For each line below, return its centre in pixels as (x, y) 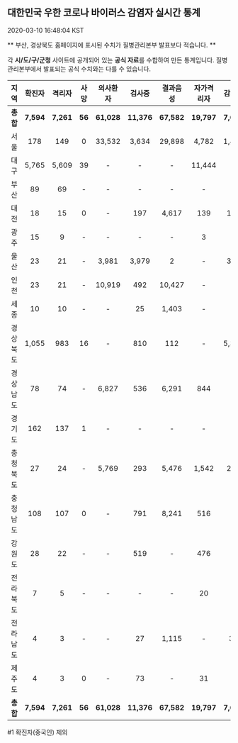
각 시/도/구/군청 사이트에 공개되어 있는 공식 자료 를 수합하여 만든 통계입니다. (111, 60)
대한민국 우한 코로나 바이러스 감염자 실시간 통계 (104, 13)
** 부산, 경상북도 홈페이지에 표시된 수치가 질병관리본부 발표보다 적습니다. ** (112, 45)
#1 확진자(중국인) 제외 (38, 732)
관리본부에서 (25, 69)
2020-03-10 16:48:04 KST (46, 30)
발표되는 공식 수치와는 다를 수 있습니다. (97, 69)
